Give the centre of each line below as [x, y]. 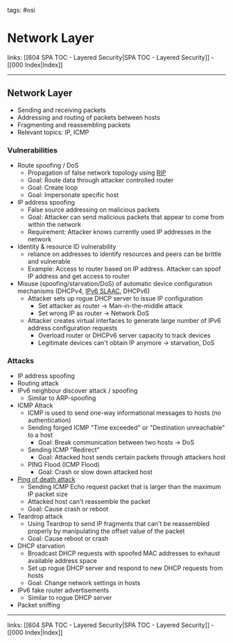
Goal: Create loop [53, 188]
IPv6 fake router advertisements [63, 590]
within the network [54, 225]
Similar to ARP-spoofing [62, 398]
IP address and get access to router [79, 276]
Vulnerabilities [32, 150]
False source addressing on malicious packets [94, 210]
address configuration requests [72, 328]
